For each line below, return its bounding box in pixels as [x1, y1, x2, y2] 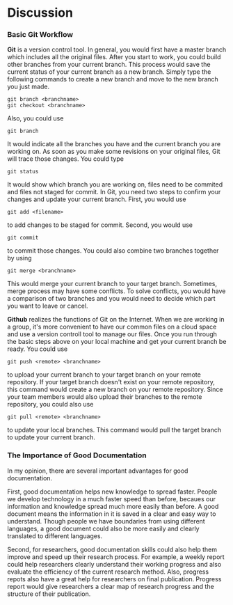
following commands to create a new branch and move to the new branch [7, 75, 219, 84]
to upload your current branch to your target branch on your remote [7, 370, 202, 379]
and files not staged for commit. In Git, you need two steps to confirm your [7, 188, 221, 196]
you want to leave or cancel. [7, 301, 88, 311]
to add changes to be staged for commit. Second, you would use [7, 221, 193, 229]
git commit [7, 235, 39, 242]
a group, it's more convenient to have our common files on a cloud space [7, 322, 217, 331]
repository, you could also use [7, 400, 94, 409]
